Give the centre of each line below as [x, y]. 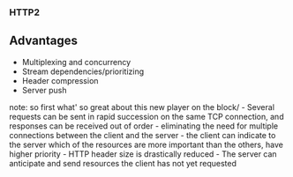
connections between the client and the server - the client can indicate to [143, 135]
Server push [44, 90]
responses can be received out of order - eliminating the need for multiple [144, 126]
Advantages [43, 41]
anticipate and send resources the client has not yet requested [123, 163]
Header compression [60, 80]
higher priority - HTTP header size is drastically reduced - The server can [143, 154]
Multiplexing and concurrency [76, 62]
